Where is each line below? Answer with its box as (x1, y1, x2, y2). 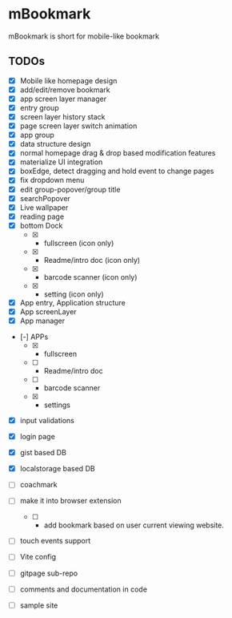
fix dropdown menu (19, 176, 85, 185)
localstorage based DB (19, 464, 95, 474)
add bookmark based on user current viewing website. (43, 520, 224, 530)
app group (19, 130, 54, 140)
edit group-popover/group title (19, 184, 121, 194)
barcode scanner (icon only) (43, 272, 138, 281)
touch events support (19, 536, 91, 546)
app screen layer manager (19, 94, 106, 103)
